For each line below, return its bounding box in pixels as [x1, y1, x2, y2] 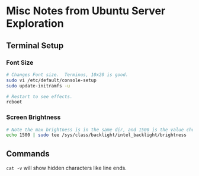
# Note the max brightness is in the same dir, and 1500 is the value [6, 127, 184, 133]
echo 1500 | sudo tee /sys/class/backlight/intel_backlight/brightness [6, 132, 187, 138]
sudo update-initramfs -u [6, 83, 70, 89]
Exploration [6, 17, 64, 30]
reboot [6, 99, 23, 105]
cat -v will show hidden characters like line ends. [6, 165, 127, 172]
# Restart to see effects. [6, 93, 73, 99]
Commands [6, 149, 50, 159]
